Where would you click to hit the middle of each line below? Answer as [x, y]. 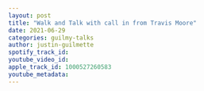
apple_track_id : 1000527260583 [60, 67]
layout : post [30, 15]
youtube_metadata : [38, 74]
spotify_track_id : [38, 52]
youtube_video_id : [38, 60]
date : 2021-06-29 [37, 30]
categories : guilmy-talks [51, 38]
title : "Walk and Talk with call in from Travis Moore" [102, 23]
